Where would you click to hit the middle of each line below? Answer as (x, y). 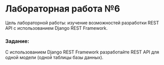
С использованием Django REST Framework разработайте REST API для (82, 52)
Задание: (17, 41)
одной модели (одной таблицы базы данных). (54, 57)
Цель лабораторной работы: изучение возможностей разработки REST (82, 23)
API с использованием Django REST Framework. (57, 28)
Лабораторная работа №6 (63, 9)
